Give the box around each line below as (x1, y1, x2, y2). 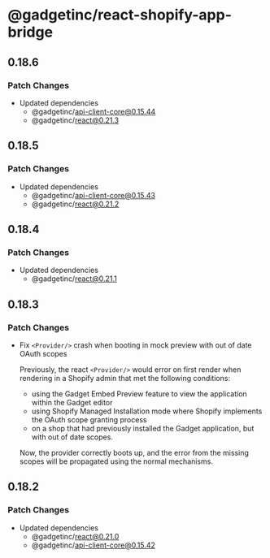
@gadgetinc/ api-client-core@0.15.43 (31, 190, 156, 200)
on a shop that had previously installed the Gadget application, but (31, 423, 255, 433)
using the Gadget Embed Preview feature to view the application (31, 388, 247, 399)
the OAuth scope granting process (31, 414, 147, 424)
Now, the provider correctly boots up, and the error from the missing (19, 448, 249, 457)
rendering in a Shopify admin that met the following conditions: (19, 373, 231, 383)
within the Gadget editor (31, 397, 113, 407)
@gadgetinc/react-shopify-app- (7, 6, 233, 24)
